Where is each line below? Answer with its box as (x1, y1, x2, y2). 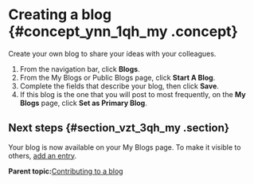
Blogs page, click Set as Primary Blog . (19, 98, 147, 108)
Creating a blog (8, 6, 112, 24)
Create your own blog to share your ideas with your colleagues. (8, 49, 217, 58)
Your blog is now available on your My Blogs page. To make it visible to (8, 142, 241, 152)
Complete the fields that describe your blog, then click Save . (19, 81, 219, 91)
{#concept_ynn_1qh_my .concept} (8, 22, 239, 41)
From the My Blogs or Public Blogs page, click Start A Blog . (19, 72, 216, 82)
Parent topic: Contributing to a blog (8, 166, 123, 176)
